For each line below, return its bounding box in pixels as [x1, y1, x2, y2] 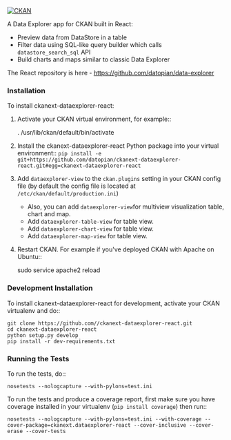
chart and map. [27, 210, 71, 218]
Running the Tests [7, 354, 70, 363]
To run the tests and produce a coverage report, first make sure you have [7, 394, 216, 403]
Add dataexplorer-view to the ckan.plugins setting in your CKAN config [17, 175, 221, 183]
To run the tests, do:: [7, 370, 66, 378]
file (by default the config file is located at [17, 182, 136, 190]
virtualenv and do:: [7, 306, 61, 314]
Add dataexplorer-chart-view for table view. [27, 224, 154, 233]
